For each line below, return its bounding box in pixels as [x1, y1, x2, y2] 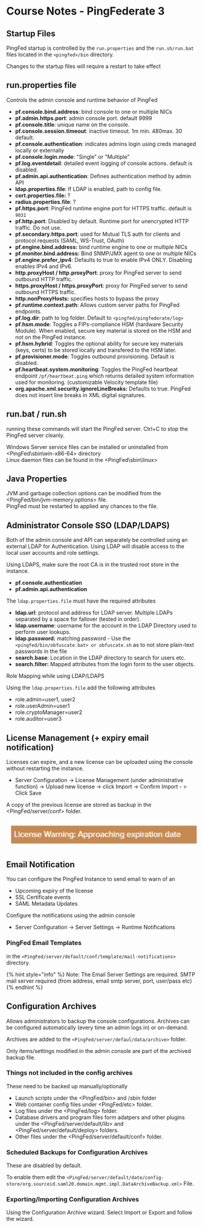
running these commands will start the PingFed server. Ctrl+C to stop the [6, 425, 188, 432]
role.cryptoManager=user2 [14, 709, 83, 716]
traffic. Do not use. [14, 224, 62, 231]
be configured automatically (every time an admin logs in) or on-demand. [6, 1023, 188, 1031]
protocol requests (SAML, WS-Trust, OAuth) [14, 236, 125, 244]
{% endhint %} [6, 983, 43, 991]
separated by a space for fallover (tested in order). [14, 615, 141, 623]
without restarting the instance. [6, 765, 85, 772]
